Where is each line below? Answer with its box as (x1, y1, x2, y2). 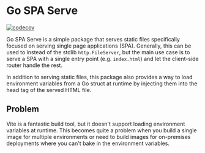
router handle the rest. (6, 62, 63, 69)
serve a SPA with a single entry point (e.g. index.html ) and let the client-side (6, 55, 199, 62)
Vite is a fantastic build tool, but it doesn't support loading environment (6, 120, 185, 127)
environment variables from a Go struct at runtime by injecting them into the (6, 80, 198, 87)
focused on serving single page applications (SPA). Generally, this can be (6, 42, 192, 49)
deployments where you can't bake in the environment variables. (6, 140, 170, 147)
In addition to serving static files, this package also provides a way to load (6, 73, 193, 80)
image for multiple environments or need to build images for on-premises (6, 133, 191, 140)
